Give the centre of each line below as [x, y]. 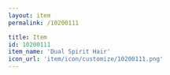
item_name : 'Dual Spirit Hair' [59, 52]
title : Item [28, 37]
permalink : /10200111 [44, 23]
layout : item [30, 15]
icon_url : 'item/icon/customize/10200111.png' [86, 59]
